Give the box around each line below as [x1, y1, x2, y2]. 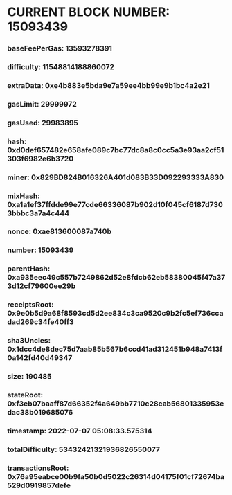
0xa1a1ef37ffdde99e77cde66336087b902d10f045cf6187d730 [7, 199, 224, 209]
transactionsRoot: [7, 463, 69, 473]
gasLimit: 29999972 [7, 99, 78, 109]
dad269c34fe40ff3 [7, 317, 74, 327]
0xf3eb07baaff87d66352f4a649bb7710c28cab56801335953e [7, 399, 224, 408]
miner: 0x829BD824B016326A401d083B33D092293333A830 [7, 172, 224, 182]
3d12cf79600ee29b [7, 281, 76, 291]
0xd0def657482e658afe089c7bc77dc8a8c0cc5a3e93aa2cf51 [7, 145, 224, 154]
